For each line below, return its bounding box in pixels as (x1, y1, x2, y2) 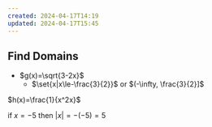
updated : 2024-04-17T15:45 (7, 19, 99, 28)
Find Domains (7, 49, 79, 63)
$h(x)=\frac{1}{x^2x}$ (7, 95, 81, 105)
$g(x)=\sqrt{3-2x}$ (19, 70, 84, 81)
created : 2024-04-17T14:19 (7, 11, 99, 20)
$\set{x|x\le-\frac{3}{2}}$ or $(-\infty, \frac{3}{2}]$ (31, 79, 205, 89)
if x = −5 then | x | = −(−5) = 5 (7, 111, 106, 121)
